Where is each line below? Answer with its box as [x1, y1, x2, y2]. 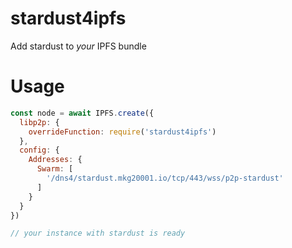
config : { [19, 145, 60, 156]
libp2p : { [19, 117, 60, 127]
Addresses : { [28, 155, 83, 165]
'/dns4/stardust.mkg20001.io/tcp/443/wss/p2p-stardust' [46, 173, 284, 183]
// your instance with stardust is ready [10, 228, 186, 239]
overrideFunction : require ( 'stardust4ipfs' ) [28, 127, 217, 137]
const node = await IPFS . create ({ [10, 108, 155, 118]
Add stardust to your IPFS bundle [10, 40, 147, 52]
